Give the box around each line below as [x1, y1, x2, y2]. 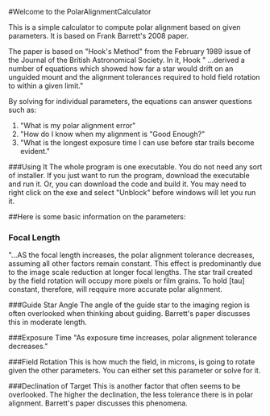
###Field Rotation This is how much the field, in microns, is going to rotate [8, 357, 255, 367]
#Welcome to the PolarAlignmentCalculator [8, 7, 152, 16]
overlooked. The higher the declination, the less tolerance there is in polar [8, 390, 254, 400]
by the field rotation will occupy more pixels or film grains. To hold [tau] [8, 276, 245, 285]
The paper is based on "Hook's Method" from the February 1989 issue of [8, 47, 251, 56]
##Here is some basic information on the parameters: [8, 212, 186, 221]
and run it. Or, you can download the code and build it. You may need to [8, 179, 247, 189]
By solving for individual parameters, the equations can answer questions [8, 97, 252, 106]
